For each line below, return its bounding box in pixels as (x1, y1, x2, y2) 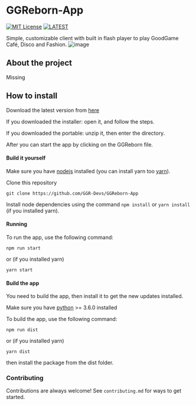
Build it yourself (6, 154, 46, 161)
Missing (6, 73, 25, 80)
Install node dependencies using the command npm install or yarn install (6, 200, 191, 208)
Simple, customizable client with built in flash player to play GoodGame (6, 34, 179, 41)
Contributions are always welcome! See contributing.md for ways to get (6, 387, 182, 394)
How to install (6, 91, 58, 101)
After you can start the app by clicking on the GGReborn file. (6, 141, 153, 148)
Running (6, 221, 28, 228)
